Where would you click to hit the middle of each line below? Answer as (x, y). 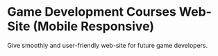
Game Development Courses (92, 12)
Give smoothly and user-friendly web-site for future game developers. (108, 45)
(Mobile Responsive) (94, 26)
